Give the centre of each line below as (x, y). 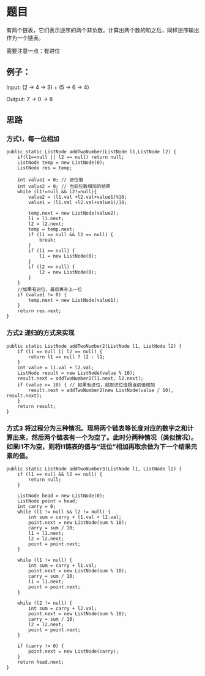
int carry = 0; (37, 507)
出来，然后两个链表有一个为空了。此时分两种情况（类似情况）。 (105, 437)
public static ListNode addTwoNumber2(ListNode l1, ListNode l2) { (94, 346)
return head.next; (41, 663)
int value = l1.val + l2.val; (56, 367)
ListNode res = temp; (45, 168)
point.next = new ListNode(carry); (74, 651)
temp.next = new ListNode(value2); (74, 213)
